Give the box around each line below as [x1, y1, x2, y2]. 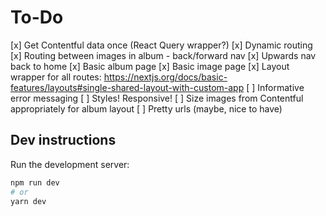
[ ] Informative [246, 81, 305, 93]
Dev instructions [10, 132, 117, 149]
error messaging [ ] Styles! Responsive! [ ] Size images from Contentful [10, 92, 304, 104]
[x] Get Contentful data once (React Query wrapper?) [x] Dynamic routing [10, 39, 313, 51]
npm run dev [10, 177, 60, 188]
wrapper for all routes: [10, 71, 102, 83]
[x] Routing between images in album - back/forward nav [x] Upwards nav [10, 49, 317, 61]
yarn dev [10, 196, 47, 206]
